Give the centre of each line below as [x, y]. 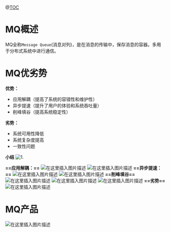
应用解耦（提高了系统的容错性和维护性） [55, 99]
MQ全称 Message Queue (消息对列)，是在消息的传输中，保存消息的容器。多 [81, 44]
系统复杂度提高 [28, 140]
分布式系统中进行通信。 [34, 51]
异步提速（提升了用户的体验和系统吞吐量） [57, 105]
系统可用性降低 [28, 133]
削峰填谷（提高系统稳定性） [42, 112]
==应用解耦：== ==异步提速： [83, 168]
